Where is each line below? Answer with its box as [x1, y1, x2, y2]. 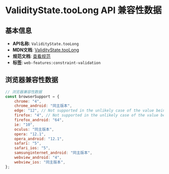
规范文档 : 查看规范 [12, 53, 51, 59]
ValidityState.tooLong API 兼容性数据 [5, 5, 162, 16]
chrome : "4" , [14, 99, 42, 104]
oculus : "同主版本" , [14, 127, 54, 132]
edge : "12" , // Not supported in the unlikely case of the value [14, 108, 154, 113]
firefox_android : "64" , [14, 118, 64, 123]
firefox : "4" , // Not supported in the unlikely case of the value [14, 113, 158, 118]
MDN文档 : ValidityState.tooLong [12, 47, 79, 53]
